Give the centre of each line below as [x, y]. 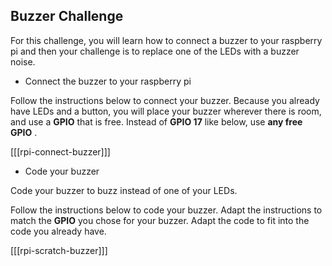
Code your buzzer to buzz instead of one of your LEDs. [124, 190]
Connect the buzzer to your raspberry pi [108, 81]
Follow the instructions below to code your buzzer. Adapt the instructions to [166, 210]
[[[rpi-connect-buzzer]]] [60, 151]
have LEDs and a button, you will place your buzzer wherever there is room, [166, 111]
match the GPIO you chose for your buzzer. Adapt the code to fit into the [160, 220]
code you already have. [58, 231]
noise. [23, 61]
